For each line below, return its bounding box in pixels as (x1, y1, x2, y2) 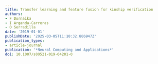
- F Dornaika (5, 16, 32, 21)
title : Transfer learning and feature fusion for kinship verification (5, 7, 153, 12)
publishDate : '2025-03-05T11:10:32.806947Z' (5, 34, 97, 39)
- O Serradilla (5, 25, 36, 30)
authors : (5, 12, 23, 16)
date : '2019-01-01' (5, 29, 45, 34)
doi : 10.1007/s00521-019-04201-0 (5, 51, 73, 57)
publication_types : (5, 38, 45, 43)
